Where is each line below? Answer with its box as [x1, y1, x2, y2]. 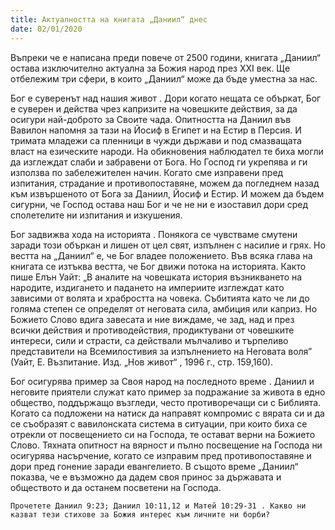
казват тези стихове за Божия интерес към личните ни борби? [10, 509, 271, 520]
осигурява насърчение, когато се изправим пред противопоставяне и [10, 449, 312, 461]
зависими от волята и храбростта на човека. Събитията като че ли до [10, 292, 310, 304]
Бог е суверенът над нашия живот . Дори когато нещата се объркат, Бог [10, 92, 322, 104]
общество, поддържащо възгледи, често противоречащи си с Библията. [10, 396, 322, 408]
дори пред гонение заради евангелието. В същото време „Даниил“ [10, 460, 299, 472]
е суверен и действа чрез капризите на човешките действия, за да [10, 102, 298, 115]
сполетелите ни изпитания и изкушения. [10, 209, 183, 221]
